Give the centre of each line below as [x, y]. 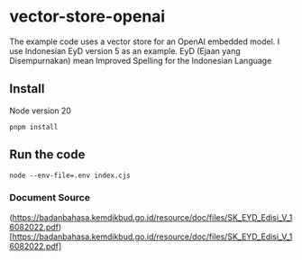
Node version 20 [41, 111]
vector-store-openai [87, 17]
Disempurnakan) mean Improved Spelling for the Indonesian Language [141, 60]
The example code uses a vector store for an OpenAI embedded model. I [145, 41]
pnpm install [34, 127]
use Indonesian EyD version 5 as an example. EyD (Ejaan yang [125, 50]
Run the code [47, 155]
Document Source [50, 198]
